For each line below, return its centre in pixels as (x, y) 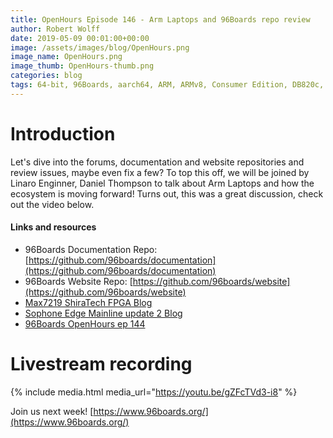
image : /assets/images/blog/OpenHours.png (100, 47)
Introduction (63, 133)
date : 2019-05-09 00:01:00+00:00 (80, 38)
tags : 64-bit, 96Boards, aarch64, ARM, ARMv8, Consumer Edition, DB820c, (167, 85)
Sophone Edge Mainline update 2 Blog (103, 313)
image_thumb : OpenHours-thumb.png (82, 66)
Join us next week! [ (52, 411)
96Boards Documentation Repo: (91, 249)
